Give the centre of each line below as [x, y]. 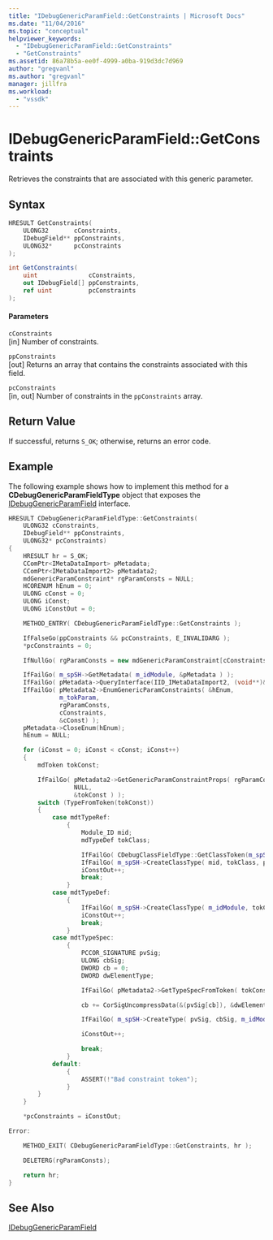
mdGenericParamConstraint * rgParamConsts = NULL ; [109, 579]
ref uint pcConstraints [80, 291]
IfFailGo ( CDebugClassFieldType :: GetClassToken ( [165, 855]
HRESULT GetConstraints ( [50, 223]
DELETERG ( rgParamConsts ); [67, 1160]
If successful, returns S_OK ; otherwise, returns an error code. [110, 441]
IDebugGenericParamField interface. [69, 503]
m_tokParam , [80, 698]
